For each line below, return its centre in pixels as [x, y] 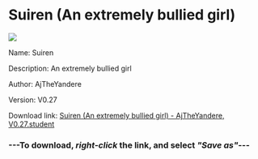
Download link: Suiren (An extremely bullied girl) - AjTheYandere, [116, 115]
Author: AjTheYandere [45, 84]
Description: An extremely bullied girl [70, 68]
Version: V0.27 [33, 100]
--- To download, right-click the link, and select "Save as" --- [129, 145]
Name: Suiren [31, 52]
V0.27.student [32, 124]
